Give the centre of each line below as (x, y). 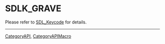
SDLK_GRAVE (33, 9)
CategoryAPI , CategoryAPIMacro (38, 36)
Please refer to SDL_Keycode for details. (46, 22)
